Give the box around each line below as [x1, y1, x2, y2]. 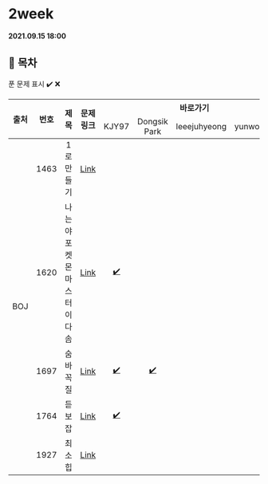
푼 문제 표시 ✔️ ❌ [8, 79, 61, 89]
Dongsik [136, 116, 169, 127]
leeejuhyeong [175, 120, 227, 132]
